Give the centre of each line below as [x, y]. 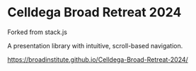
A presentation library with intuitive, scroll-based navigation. [95, 45]
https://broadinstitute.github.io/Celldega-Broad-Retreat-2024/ [98, 59]
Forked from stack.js [37, 32]
